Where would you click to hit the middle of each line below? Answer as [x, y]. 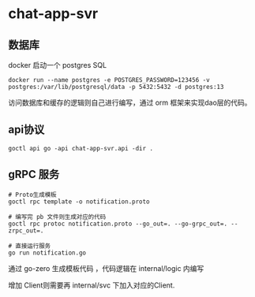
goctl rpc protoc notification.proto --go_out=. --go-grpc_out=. [118, 224]
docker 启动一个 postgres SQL [58, 65]
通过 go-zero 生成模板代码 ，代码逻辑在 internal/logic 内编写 [106, 268]
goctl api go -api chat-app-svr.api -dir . [81, 148]
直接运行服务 [33, 246]
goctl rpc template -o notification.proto [79, 202]
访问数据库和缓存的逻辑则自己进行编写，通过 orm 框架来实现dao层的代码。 [130, 102]
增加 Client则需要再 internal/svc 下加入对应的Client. [92, 285]
